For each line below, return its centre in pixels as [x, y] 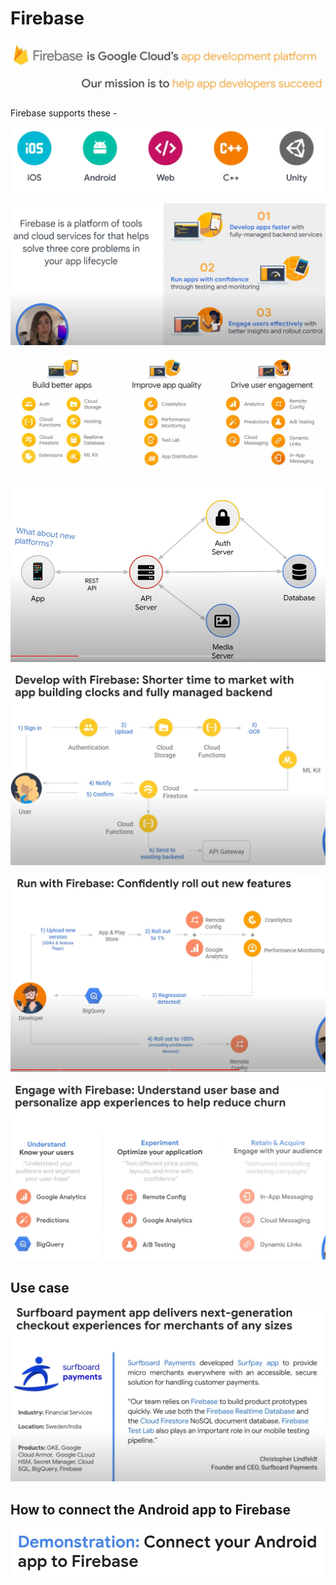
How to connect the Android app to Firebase [150, 1509]
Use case [40, 1287]
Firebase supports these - [64, 113]
